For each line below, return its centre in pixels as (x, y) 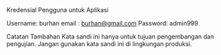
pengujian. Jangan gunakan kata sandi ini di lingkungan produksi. (99, 44)
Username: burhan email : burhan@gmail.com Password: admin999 (103, 23)
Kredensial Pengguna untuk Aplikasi (57, 10)
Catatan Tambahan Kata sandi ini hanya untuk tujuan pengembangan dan (110, 36)
